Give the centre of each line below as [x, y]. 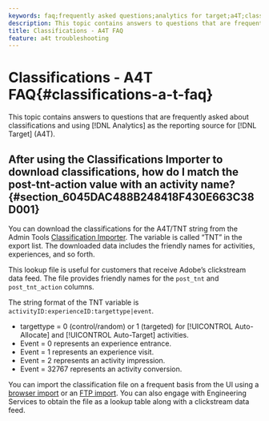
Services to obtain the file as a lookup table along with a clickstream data [129, 401]
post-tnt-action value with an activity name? [122, 184]
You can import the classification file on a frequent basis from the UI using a [134, 385]
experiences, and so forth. [52, 254]
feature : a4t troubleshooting [59, 38]
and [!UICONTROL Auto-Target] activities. [120, 335]
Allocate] [35, 335]
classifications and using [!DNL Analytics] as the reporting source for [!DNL [132, 126]
